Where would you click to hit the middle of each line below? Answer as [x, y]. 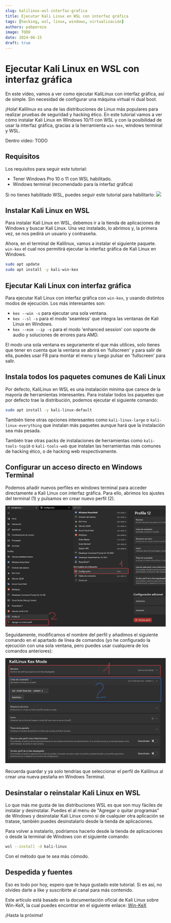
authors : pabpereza [26, 27]
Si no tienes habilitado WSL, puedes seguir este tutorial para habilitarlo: [80, 195]
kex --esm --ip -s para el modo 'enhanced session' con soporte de [84, 329]
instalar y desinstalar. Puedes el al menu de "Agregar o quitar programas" [82, 810]
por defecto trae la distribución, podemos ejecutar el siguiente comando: [82, 400]
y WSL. [13, 130]
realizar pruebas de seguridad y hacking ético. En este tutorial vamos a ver [84, 114]
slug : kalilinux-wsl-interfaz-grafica [46, 11]
